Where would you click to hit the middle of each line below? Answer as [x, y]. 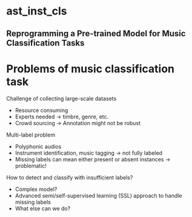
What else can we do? [43, 208]
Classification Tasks [45, 43]
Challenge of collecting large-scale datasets [61, 99]
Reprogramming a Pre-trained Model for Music [96, 34]
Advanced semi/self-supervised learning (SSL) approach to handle [98, 195]
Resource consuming [41, 110]
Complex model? [36, 189]
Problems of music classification [90, 69]
